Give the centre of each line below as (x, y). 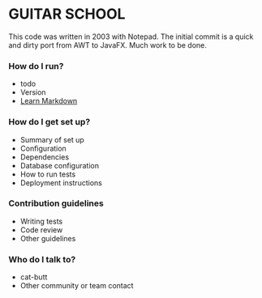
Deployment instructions (61, 182)
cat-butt (34, 277)
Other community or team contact (77, 286)
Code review (41, 230)
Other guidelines (48, 238)
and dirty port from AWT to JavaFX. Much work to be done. (107, 45)
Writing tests (41, 221)
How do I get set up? (49, 122)
